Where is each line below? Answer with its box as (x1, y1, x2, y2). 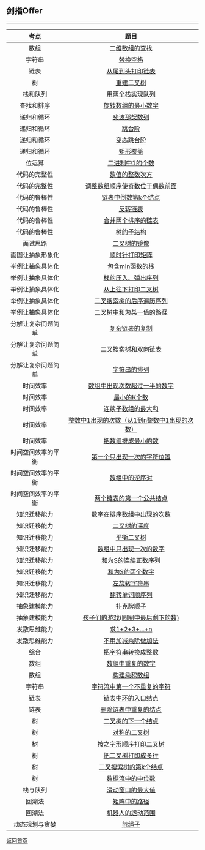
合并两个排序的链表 (103, 216, 159, 225)
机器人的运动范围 (106, 808, 156, 817)
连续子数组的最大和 (103, 404, 159, 413)
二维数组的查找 (109, 43, 153, 52)
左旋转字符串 (112, 579, 149, 587)
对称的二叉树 (112, 728, 149, 737)
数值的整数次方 (109, 170, 153, 179)
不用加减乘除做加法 (103, 636, 159, 645)
